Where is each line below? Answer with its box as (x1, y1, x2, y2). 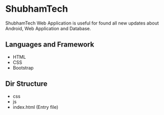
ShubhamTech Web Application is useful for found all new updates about (5, 20, 159, 26)
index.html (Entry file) (12, 104, 58, 110)
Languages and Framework (5, 40, 94, 49)
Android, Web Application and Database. (5, 25, 91, 31)
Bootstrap (12, 64, 34, 71)
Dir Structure (5, 80, 48, 88)
